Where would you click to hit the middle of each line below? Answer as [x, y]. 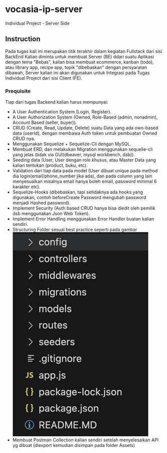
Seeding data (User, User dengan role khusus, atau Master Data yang [84, 160]
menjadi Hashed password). [41, 203]
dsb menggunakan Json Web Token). [51, 214]
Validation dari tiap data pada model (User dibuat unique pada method [85, 171]
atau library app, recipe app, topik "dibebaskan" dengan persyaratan [76, 67]
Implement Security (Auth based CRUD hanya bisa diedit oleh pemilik [84, 208]
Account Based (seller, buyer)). [45, 122]
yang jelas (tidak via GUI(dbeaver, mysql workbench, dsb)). [74, 155]
